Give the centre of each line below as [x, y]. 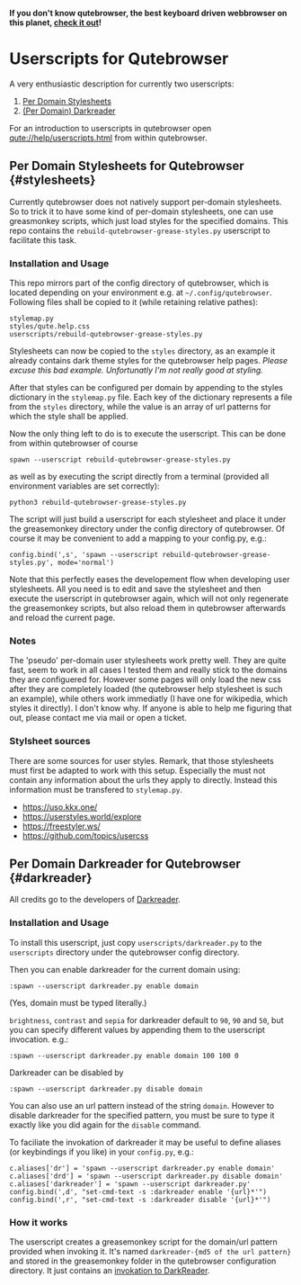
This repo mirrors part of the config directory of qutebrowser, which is [139, 283]
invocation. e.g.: [39, 1039]
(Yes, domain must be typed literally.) [78, 1002]
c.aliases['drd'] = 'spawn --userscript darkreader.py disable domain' [146, 1176]
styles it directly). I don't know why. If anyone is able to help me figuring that [150, 708]
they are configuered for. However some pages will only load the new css [145, 679]
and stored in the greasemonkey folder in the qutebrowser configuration [143, 1261]
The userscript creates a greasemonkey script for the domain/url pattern [144, 1242]
